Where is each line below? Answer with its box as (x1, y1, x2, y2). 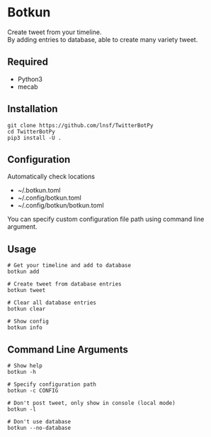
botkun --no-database (7, 424, 72, 431)
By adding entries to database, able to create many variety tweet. (7, 35, 198, 43)
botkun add (7, 268, 40, 276)
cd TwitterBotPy (7, 128, 55, 135)
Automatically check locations (7, 172, 96, 181)
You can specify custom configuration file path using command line (7, 215, 205, 224)
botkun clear (7, 306, 46, 313)
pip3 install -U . (7, 134, 62, 141)
